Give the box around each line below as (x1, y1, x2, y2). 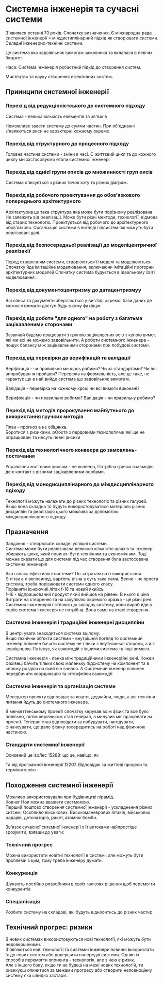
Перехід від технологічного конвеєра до (5, 446, 106, 453)
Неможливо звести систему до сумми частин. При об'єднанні (5, 123, 135, 128)
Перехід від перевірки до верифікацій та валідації (5, 354, 130, 361)
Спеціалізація (5, 898, 40, 905)
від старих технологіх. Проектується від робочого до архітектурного (5, 219, 148, 225)
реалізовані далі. (5, 230, 41, 236)
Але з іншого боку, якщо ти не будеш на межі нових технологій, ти (5, 962, 144, 968)
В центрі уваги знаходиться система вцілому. (5, 630, 100, 636)
